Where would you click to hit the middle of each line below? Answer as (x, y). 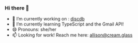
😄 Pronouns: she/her (34, 29)
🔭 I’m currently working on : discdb (48, 19)
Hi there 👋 (17, 8)
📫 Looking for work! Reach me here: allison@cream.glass (72, 35)
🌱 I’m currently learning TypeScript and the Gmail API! (68, 24)
